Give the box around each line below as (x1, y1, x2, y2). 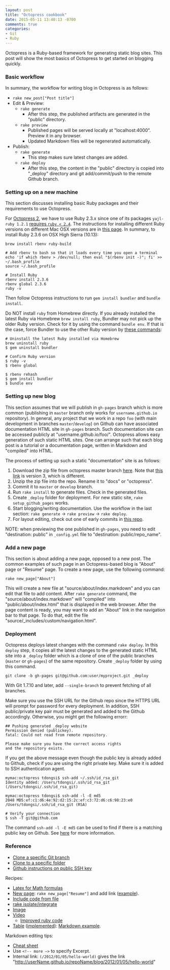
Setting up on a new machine (5, 189, 79, 196)
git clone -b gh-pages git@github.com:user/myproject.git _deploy (5, 673, 149, 679)
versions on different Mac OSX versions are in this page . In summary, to (5, 226, 156, 232)
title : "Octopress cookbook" (5, 12, 67, 17)
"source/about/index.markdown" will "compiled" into (5, 596, 116, 602)
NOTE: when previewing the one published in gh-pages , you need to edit (5, 525, 156, 532)
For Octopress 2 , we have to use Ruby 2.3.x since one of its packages (5, 215, 151, 221)
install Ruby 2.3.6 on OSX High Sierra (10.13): (5, 232, 99, 238)
